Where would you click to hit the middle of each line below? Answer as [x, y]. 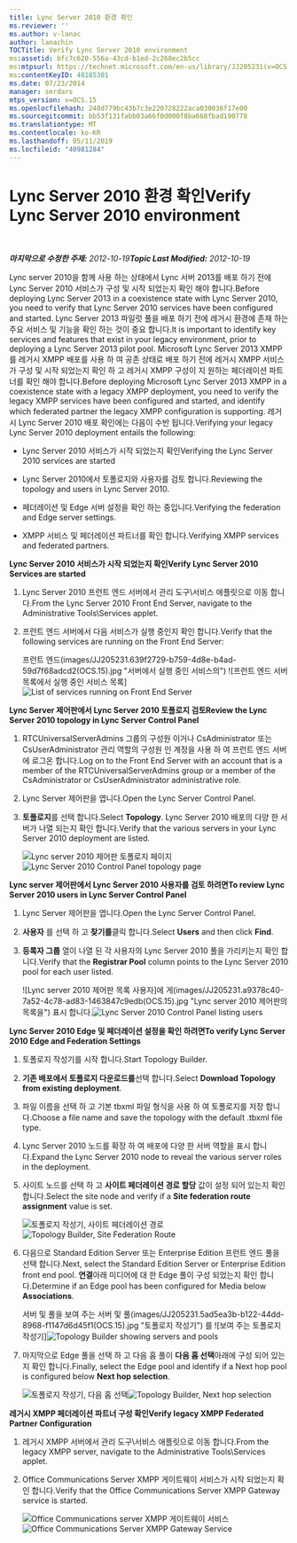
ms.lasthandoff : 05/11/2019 [61, 141]
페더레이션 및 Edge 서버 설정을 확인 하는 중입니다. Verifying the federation [151, 507]
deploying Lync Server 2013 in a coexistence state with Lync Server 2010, [144, 298]
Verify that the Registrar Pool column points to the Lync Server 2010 [164, 961]
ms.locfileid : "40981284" [57, 149]
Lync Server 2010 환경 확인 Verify [130, 196]
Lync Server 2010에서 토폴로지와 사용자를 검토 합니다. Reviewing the [142, 479]
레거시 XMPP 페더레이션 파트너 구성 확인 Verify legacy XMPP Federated [137, 1413]
